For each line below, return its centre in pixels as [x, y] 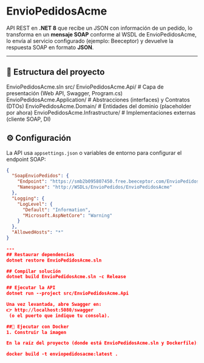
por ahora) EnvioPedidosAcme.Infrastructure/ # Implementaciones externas [101, 112]
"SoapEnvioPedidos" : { [40, 176]
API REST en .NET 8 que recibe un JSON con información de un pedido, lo [100, 28]
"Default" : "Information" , [56, 210]
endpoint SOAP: [26, 159]
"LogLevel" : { [35, 204]
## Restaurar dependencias [40, 254]
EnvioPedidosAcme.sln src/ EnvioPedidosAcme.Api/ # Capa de [85, 87]
